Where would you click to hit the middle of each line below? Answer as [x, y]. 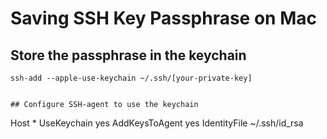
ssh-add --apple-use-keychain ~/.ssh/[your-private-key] [131, 78]
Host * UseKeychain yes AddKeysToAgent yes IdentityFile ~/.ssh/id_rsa [157, 123]
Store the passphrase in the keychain [128, 55]
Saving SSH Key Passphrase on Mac [163, 18]
